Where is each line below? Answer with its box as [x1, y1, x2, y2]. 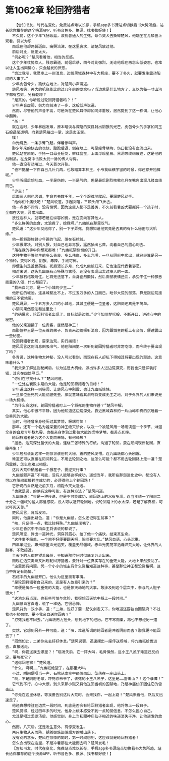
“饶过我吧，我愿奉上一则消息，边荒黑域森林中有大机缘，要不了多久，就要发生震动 [12, 71, 157, 76]
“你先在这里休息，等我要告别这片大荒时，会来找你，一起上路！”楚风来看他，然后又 [12, 692, 159, 697]
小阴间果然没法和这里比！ [12, 306, 58, 312]
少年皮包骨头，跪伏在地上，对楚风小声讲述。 [12, 81, 91, 86]
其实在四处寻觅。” [12, 371, 44, 376]
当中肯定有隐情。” [5, 569, 36, 574]
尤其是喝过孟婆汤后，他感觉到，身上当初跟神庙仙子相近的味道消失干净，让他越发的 [12, 714, 159, 719]
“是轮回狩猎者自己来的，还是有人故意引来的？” [12, 579, 96, 585]
